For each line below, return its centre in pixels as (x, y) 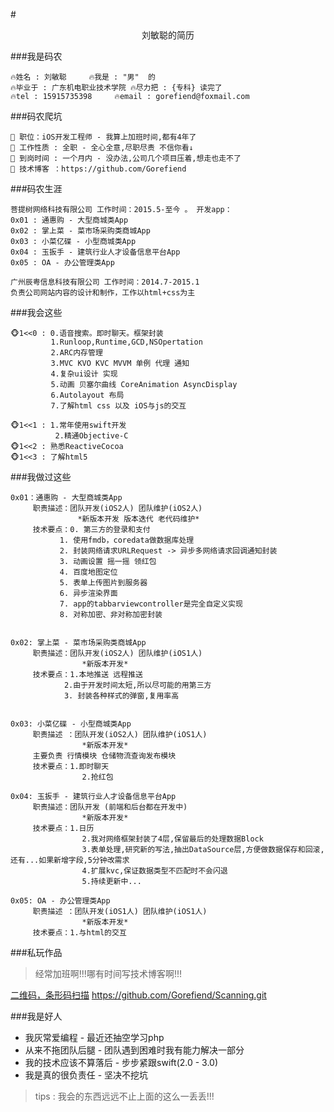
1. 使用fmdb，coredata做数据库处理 (127, 540)
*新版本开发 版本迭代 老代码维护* (138, 519)
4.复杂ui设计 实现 (84, 374)
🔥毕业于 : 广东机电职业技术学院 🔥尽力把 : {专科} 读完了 (116, 88)
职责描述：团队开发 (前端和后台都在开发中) (110, 807)
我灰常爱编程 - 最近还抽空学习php (94, 1037)
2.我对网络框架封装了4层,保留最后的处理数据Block (172, 839)
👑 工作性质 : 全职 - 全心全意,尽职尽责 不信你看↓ (102, 148)
